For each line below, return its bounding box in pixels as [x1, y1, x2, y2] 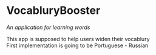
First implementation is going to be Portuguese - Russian [6, 42, 149, 49]
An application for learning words [6, 24, 90, 31]
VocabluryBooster [6, 4, 101, 18]
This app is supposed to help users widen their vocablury [6, 35, 150, 42]
